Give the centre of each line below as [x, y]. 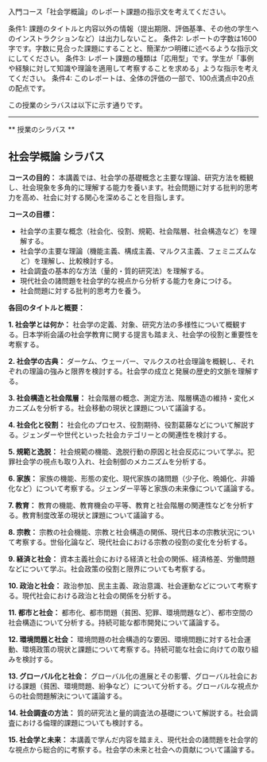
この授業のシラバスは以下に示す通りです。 [77, 105]
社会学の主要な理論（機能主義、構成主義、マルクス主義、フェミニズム [135, 251]
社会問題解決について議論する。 [74, 696]
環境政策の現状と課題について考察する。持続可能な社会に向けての [130, 649]
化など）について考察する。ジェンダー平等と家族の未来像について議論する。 [133, 488]
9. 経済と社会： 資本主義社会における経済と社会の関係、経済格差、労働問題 [132, 559]
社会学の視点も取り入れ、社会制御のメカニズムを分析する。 [112, 461]
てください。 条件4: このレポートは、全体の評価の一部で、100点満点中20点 [131, 78]
